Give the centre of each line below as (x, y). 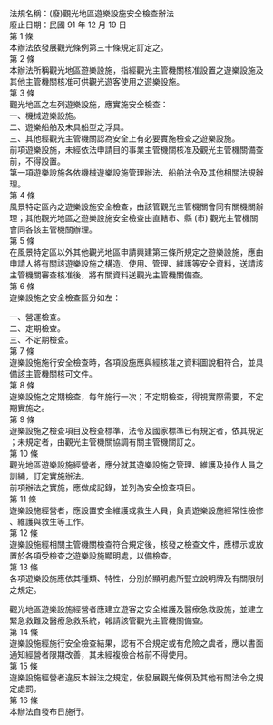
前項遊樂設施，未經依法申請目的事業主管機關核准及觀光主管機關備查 (136, 150)
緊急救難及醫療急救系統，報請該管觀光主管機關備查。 (109, 620)
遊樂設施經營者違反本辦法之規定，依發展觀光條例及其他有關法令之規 (136, 677)
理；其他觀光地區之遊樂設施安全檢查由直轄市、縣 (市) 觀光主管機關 (134, 218)
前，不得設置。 (37, 161)
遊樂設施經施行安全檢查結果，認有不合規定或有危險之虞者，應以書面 (136, 643)
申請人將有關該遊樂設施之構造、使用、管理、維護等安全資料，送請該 (136, 263)
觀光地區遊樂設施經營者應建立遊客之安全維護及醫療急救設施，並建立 (136, 609)
